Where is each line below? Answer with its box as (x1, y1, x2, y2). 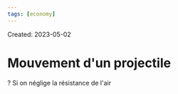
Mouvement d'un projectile (7, 55, 172, 71)
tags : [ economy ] (7, 10, 56, 18)
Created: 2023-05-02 (7, 30, 71, 38)
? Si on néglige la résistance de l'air (7, 78, 112, 87)
